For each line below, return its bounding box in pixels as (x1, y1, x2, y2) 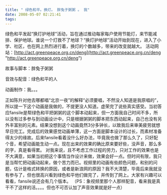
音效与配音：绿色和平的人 (5, 76, 58, 82)
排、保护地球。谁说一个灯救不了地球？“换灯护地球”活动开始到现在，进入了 (5, 37, 158, 43)
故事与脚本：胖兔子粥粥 (5, 65, 53, 71)
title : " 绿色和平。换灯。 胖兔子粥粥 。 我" (5, 7, 90, 12)
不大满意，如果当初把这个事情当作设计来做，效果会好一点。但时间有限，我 (5, 153, 158, 160)
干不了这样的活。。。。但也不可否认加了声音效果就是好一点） (5, 185, 125, 191)
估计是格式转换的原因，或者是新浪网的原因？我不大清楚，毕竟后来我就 (13, 166, 158, 172)
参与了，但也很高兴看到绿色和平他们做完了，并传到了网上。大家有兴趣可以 (9, 172, 162, 178)
